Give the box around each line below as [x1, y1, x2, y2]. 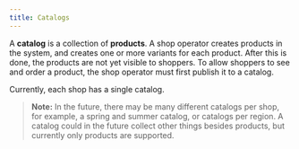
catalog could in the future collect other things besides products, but [30, 120, 285, 131]
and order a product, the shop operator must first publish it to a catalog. [9, 66, 275, 77]
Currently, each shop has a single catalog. [9, 83, 165, 94]
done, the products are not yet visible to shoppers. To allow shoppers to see [9, 57, 291, 67]
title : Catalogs [9, 13, 70, 22]
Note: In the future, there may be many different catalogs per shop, [30, 101, 280, 112]
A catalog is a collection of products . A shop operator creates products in [9, 38, 283, 48]
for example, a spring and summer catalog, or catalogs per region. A [30, 110, 284, 121]
